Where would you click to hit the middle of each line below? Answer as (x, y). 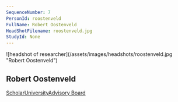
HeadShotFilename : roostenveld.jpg (49, 31)
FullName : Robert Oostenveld (41, 24)
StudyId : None (23, 37)
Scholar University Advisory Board (46, 93)
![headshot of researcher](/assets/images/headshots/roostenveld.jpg (89, 54)
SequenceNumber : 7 (28, 12)
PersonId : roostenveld (34, 18)
